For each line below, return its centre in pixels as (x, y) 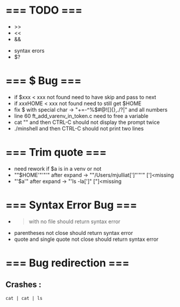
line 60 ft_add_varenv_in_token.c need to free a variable (81, 116)
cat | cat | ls (24, 298)
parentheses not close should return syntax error (74, 233)
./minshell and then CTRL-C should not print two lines (79, 128)
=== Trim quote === (56, 153)
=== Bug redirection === (68, 263)
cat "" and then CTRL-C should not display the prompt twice (87, 122)
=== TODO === (44, 10)
